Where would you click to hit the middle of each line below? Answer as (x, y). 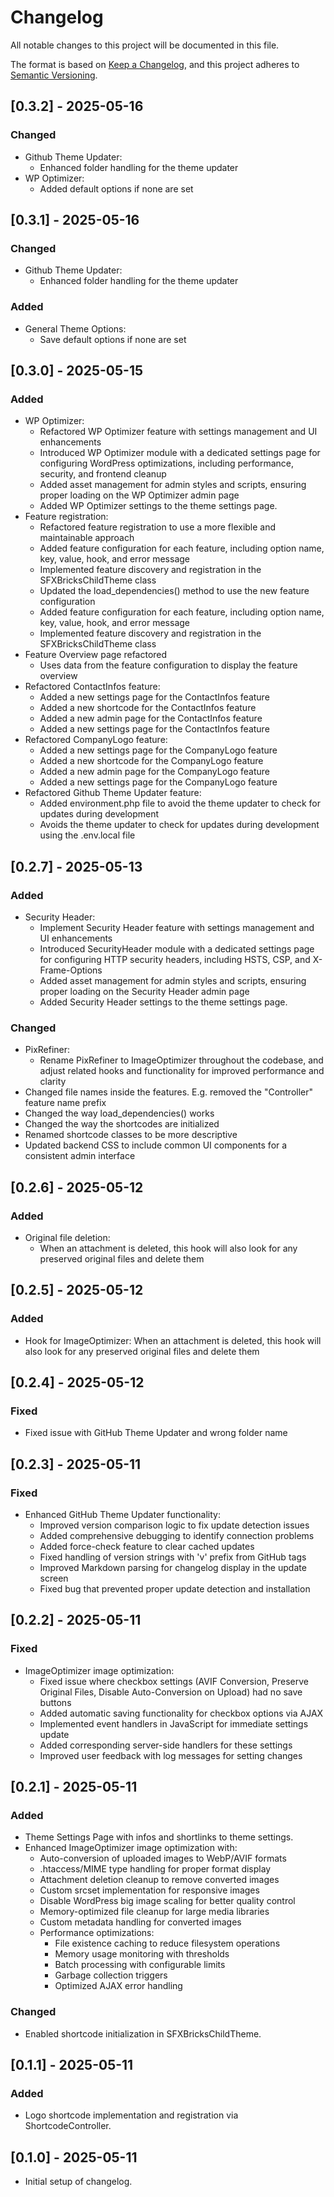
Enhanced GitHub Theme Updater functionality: (123, 1515)
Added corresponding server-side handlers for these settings (166, 1745)
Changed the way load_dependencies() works (119, 1113)
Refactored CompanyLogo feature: (96, 740)
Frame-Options (71, 970)
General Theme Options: (75, 328)
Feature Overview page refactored (96, 655)
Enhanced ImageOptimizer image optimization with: (131, 1848)
